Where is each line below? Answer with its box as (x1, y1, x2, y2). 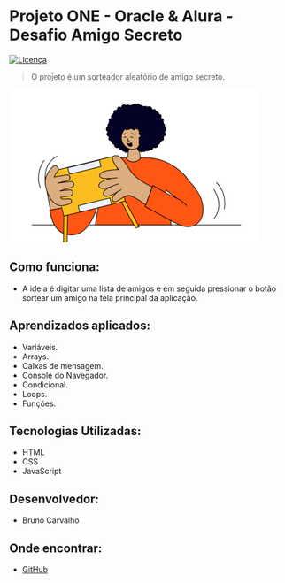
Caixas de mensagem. (21, 360, 104, 371)
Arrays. (21, 351, 50, 362)
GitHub (21, 564, 49, 574)
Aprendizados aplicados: (9, 318, 150, 334)
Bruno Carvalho (21, 515, 80, 525)
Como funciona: (9, 259, 100, 275)
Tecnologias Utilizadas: (9, 423, 142, 439)
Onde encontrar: (9, 541, 103, 556)
